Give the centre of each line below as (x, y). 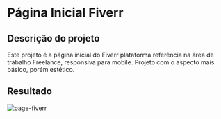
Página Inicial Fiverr (65, 13)
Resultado (30, 91)
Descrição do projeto (54, 38)
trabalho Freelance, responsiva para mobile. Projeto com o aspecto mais (111, 62)
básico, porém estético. (41, 70)
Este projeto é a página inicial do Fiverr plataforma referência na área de (110, 55)
